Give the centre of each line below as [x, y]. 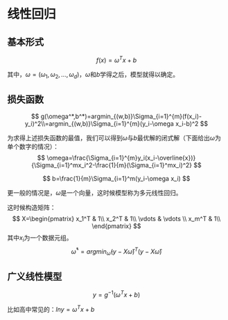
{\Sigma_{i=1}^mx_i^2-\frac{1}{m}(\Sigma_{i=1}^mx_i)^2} [112, 165]
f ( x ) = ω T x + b [116, 59]
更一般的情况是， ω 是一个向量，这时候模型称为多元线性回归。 [95, 193]
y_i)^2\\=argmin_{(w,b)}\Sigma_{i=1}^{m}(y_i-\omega [99, 124]
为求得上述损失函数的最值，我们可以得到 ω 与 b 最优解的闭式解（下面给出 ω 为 [114, 138]
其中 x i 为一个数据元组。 [40, 239]
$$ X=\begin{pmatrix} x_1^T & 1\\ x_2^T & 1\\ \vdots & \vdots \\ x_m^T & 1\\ [116, 219]
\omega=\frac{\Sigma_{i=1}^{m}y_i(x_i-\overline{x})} [121, 158]
